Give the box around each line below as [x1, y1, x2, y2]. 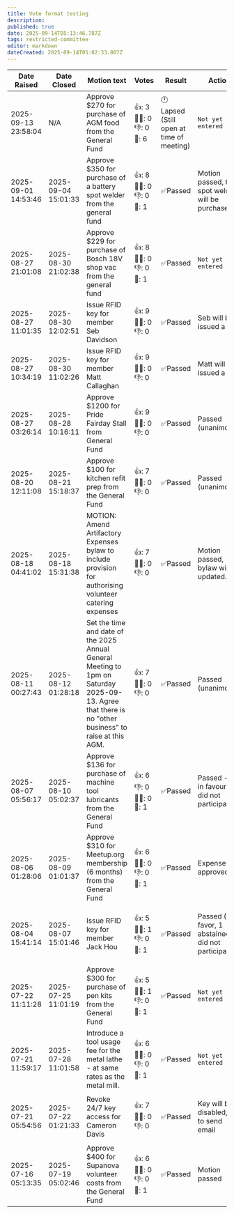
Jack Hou [86, 942, 118, 951]
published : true [7, 23, 54, 30]
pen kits [86, 990, 113, 1000]
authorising [86, 580, 124, 590]
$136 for [86, 760, 116, 769]
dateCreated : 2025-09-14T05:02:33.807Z [7, 49, 123, 56]
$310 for [86, 840, 116, 850]
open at [160, 123, 186, 133]
